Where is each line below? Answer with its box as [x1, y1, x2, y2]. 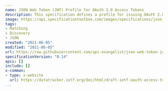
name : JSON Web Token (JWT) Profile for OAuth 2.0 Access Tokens [5, 7, 144, 13]
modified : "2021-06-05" [5, 45, 55, 50]
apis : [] [5, 59, 23, 64]
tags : [5, 21, 16, 27]
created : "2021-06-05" [5, 40, 52, 45]
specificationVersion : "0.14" [5, 54, 68, 59]
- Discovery [5, 31, 30, 36]
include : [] [5, 63, 30, 68]
